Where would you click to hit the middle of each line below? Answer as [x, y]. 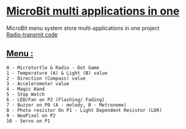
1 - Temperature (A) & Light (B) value [57, 73]
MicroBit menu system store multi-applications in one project [83, 28]
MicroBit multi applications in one [93, 11]
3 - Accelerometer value [38, 83]
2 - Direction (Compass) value [46, 78]
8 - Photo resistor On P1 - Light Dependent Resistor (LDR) [84, 110]
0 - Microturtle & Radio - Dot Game [53, 68]
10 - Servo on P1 [28, 121]
